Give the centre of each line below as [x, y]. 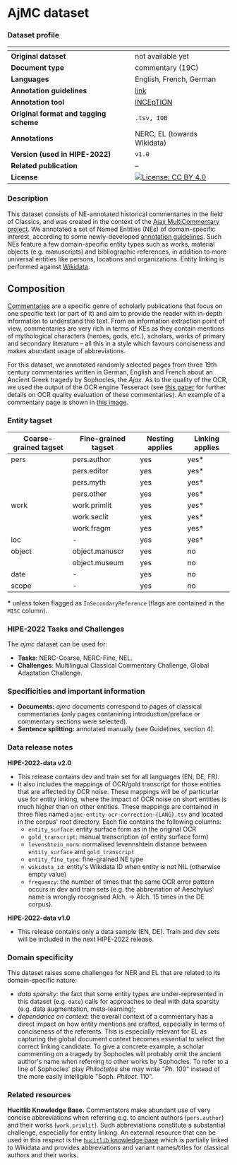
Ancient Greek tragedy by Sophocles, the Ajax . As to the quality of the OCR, [117, 379]
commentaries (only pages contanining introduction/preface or [109, 714]
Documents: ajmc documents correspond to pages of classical [110, 706]
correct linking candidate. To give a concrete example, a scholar [111, 1046]
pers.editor [91, 471]
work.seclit [91, 516]
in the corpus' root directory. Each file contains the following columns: [120, 822]
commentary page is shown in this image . [68, 402]
